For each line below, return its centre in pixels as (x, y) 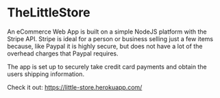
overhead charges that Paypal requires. (63, 53)
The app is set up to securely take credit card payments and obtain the (107, 66)
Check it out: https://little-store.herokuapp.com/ (75, 87)
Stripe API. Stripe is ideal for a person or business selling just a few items (110, 38)
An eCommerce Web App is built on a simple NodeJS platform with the (107, 32)
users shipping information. (46, 74)
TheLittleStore (49, 13)
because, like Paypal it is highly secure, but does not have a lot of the (105, 46)
